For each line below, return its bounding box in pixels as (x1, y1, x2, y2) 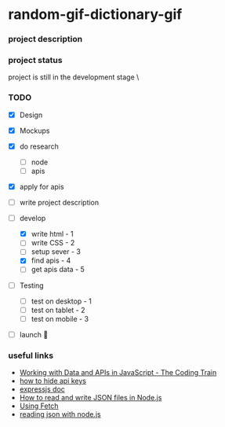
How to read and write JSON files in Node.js (19, 393, 162, 403)
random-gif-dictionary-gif (8, 6, 183, 24)
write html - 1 (31, 230, 74, 239)
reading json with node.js (19, 410, 101, 419)
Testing (19, 281, 45, 290)
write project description (19, 198, 100, 208)
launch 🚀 (19, 329, 49, 339)
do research (19, 142, 59, 151)
